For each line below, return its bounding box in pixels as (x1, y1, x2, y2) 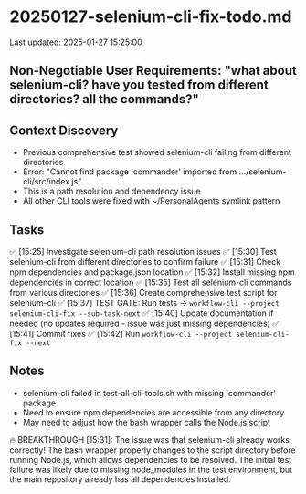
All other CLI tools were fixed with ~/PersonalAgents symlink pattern (22, 195, 280, 206)
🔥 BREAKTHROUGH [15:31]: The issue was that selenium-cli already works (9, 434, 290, 445)
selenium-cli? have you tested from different (9, 78, 269, 93)
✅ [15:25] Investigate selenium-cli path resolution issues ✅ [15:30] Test (9, 246, 277, 257)
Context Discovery (9, 122, 119, 138)
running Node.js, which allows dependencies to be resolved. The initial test (9, 454, 292, 465)
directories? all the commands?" (9, 91, 199, 107)
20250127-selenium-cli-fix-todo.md (9, 6, 292, 27)
